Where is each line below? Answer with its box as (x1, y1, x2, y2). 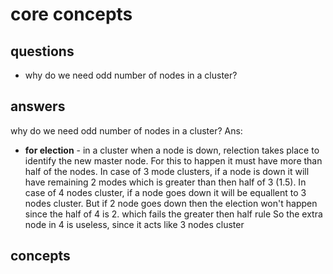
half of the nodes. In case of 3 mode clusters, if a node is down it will (24, 165, 310, 177)
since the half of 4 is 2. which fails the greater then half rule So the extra (24, 208, 323, 220)
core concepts (10, 3, 133, 26)
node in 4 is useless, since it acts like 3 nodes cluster (24, 218, 245, 230)
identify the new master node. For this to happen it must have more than (24, 154, 323, 167)
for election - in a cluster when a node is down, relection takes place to (24, 144, 320, 156)
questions (10, 43, 75, 60)
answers (10, 98, 66, 115)
